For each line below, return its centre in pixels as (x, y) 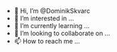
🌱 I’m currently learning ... (52, 26)
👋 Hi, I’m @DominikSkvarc (52, 11)
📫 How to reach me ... (47, 41)
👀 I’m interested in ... (44, 18)
